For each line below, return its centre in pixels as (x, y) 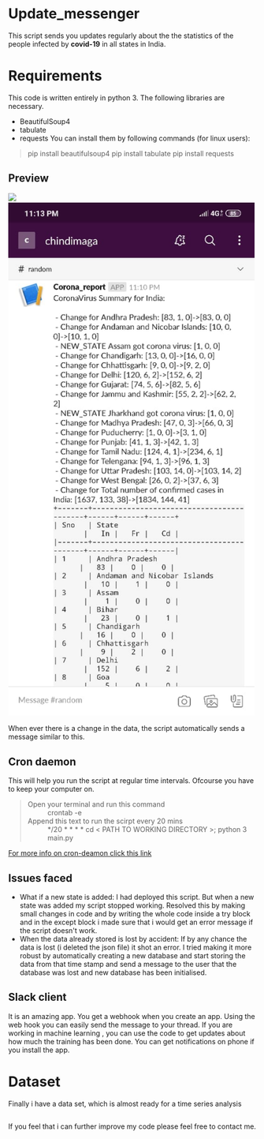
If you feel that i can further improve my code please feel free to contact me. (132, 1126)
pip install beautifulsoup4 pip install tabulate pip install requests (131, 153)
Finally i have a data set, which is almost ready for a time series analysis (125, 1103)
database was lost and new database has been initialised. (113, 972)
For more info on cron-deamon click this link (80, 853)
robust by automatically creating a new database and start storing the (132, 955)
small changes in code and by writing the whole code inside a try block (135, 913)
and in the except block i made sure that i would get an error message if (136, 922)
